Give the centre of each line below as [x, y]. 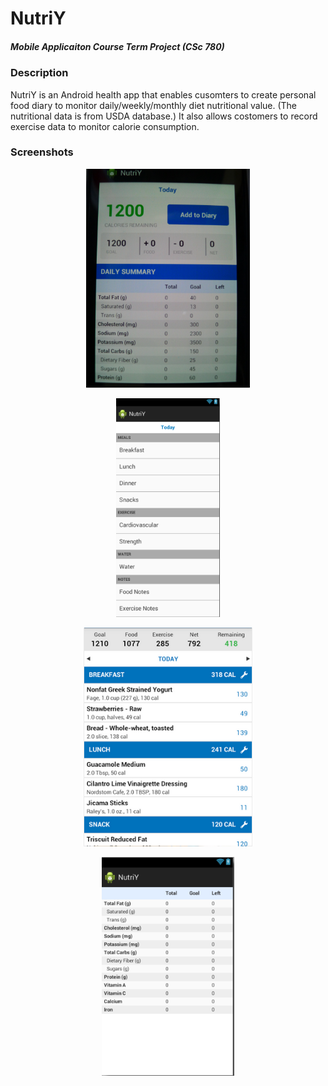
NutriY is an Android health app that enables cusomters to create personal [163, 94]
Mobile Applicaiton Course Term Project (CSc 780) [117, 46]
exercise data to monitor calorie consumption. [105, 126]
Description [39, 73]
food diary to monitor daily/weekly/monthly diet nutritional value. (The [154, 105]
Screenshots [42, 152]
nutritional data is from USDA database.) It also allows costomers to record [164, 116]
